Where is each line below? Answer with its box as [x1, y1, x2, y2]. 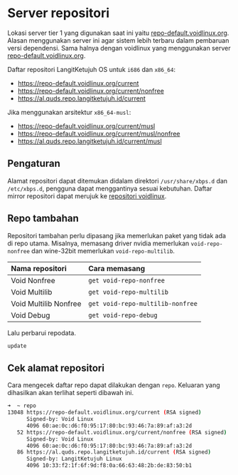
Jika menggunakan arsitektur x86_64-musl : [7, 108, 131, 116]
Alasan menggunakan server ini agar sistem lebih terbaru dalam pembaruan [7, 36, 229, 44]
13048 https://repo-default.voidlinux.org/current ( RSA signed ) [7, 409, 202, 417]
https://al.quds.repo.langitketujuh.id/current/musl [17, 137, 162, 145]
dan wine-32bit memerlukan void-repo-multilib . [31, 246, 175, 255]
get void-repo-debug [88, 311, 158, 319]
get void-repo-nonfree [88, 276, 166, 285]
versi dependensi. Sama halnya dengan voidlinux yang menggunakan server [7, 44, 231, 52]
